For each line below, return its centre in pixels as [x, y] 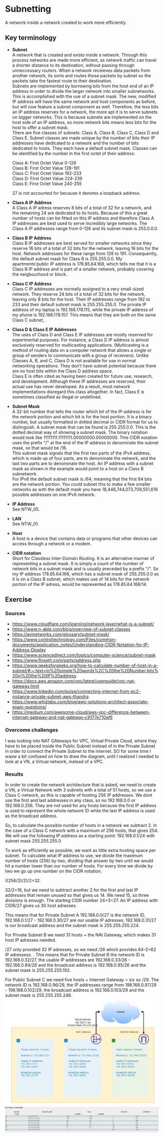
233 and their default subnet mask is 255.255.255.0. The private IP [79, 304]
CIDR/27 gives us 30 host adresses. [41, 906]
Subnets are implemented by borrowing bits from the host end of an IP [83, 86]
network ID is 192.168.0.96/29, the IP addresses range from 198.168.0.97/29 [81, 985]
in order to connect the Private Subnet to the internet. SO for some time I [78, 751]
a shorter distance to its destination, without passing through [73, 65]
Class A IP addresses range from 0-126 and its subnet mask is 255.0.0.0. [85, 228]
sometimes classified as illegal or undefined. [57, 397]
